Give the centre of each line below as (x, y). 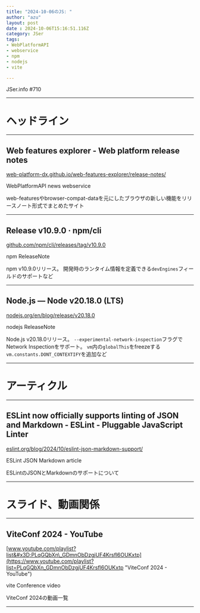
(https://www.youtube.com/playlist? (50, 561)
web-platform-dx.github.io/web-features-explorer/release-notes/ (86, 174)
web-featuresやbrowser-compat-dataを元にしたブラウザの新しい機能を (94, 198)
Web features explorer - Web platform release (93, 151)
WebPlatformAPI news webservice (49, 186)
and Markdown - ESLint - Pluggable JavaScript (95, 425)
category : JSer (25, 34)
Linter (17, 434)
